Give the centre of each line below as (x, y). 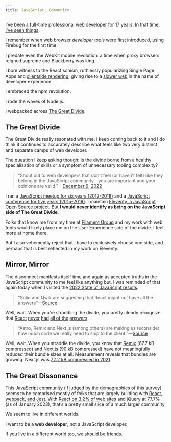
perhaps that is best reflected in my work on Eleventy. (62, 249)
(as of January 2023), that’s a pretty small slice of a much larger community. (86, 404)
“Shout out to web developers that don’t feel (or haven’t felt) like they (90, 175)
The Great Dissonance (42, 376)
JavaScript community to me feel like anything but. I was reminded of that (83, 282)
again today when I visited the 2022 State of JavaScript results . (72, 288)
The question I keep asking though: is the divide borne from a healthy (78, 160)
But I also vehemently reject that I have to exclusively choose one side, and (84, 243)
